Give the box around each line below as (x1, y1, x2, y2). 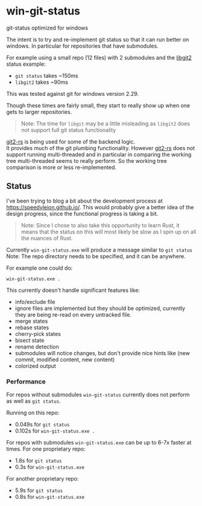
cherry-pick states (14, 330, 62, 337)
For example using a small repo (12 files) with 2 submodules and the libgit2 (6, 54, 192, 61)
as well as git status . (6, 397, 62, 405)
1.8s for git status (14, 457, 62, 464)
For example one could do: (6, 264, 73, 271)
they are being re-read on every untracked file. (14, 311, 131, 318)
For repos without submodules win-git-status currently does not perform (6, 391, 190, 399)
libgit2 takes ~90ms (14, 78, 68, 86)
